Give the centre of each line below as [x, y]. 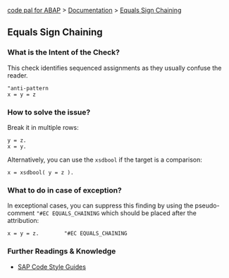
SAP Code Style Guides [52, 267]
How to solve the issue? [49, 112]
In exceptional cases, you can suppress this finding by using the [100, 206]
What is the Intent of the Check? [63, 52]
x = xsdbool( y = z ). [41, 172]
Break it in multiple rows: [43, 127]
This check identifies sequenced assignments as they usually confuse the [114, 68]
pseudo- [207, 206]
